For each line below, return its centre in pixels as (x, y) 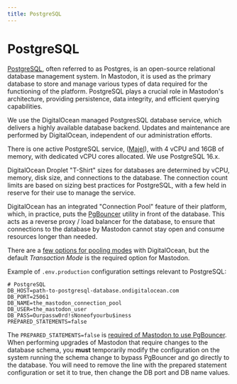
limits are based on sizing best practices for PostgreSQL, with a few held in (117, 185)
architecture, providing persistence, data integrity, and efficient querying (114, 98)
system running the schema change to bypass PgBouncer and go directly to (118, 357)
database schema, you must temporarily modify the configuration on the (114, 350)
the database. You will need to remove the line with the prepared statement (117, 365)
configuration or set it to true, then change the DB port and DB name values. (119, 372)
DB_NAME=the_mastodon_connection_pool (65, 303)
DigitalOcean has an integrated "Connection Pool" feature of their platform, (117, 206)
